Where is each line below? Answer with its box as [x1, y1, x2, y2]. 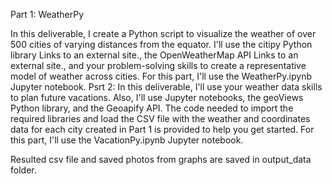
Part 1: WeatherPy [10, 9, 85, 20]
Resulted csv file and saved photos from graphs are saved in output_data [10, 154, 312, 165]
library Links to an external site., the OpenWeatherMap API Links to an [10, 49, 299, 61]
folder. [10, 164, 37, 176]
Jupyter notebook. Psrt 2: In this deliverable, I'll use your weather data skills [10, 81, 323, 93]
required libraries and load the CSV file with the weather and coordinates [10, 113, 311, 124]
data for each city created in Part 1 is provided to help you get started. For [10, 124, 315, 135]
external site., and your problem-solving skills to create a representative [10, 60, 307, 71]
